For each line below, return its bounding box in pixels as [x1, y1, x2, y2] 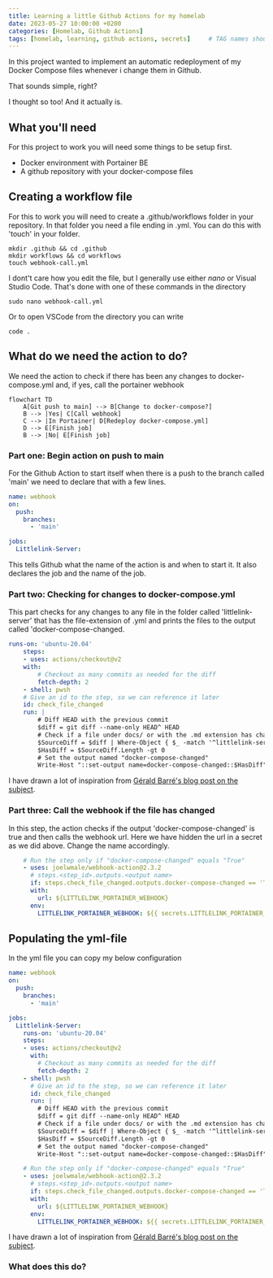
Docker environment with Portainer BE [19, 158, 149, 167]
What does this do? [8, 1261, 87, 1272]
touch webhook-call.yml [8, 259, 89, 267]
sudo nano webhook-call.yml [8, 298, 104, 306]
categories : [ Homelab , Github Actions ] [8, 27, 144, 35]
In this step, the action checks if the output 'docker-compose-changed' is [8, 823, 255, 833]
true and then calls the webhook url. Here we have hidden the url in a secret [8, 832, 262, 841]
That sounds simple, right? [8, 81, 97, 91]
